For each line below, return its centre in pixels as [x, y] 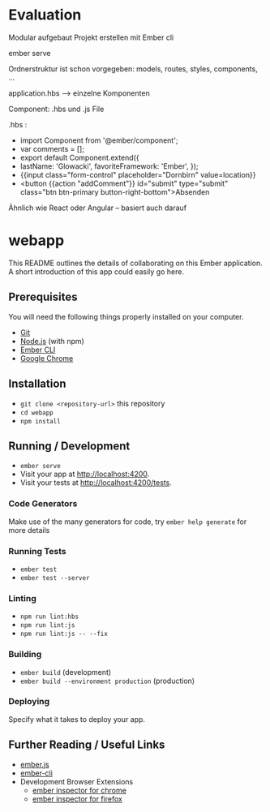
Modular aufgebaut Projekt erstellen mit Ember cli [91, 37]
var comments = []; [52, 148]
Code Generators [43, 504]
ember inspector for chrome [79, 790]
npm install [40, 421]
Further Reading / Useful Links [87, 745]
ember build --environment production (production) [107, 681]
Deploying [29, 702]
